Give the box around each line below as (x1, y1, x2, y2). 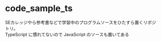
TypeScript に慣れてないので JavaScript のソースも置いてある (5, 31, 129, 37)
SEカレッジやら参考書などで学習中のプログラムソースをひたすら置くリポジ (5, 19, 156, 25)
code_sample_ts (5, 3, 73, 14)
